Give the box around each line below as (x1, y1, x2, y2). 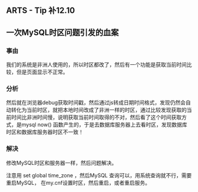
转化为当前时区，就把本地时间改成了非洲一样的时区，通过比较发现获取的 (11, 107, 187, 114)
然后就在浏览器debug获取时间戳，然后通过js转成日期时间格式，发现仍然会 (6, 99, 186, 106)
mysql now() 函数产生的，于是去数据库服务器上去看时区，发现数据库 (21, 121, 187, 128)
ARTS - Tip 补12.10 (6, 5, 75, 16)
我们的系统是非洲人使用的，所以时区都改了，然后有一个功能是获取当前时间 (6, 61, 187, 68)
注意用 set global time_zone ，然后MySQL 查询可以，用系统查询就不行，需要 (6, 171, 192, 178)
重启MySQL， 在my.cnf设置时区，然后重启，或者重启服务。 (6, 179, 150, 186)
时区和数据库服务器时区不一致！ (6, 128, 84, 135)
